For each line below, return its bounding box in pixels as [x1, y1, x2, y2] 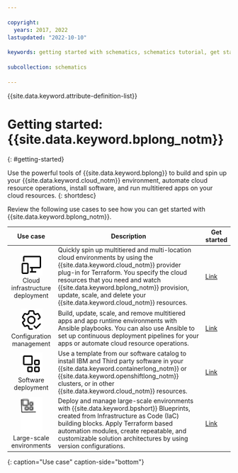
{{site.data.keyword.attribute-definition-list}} [7, 91, 138, 100]
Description [110, 232, 147, 240]
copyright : [7, 18, 40, 26]
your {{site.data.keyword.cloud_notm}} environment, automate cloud [7, 176, 208, 184]
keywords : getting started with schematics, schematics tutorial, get [7, 49, 220, 56]
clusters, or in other [57, 379, 115, 387]
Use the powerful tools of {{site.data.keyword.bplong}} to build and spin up [7, 169, 227, 177]
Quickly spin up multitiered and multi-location [57, 246, 192, 254]
